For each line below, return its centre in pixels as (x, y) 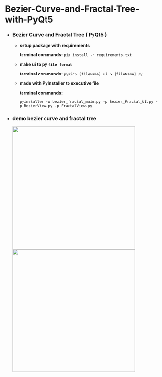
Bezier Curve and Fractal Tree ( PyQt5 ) (59, 35)
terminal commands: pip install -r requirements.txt (76, 55)
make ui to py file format (46, 64)
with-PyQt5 (29, 19)
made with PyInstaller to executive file (59, 83)
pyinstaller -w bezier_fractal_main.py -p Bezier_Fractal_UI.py (86, 102)
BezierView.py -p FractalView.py (58, 106)
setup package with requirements (55, 46)
